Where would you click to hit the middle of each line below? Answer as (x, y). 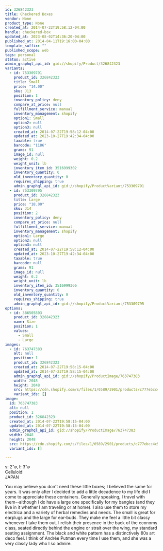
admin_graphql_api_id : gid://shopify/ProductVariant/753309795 (79, 304)
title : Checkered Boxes (29, 14)
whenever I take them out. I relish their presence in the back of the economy (81, 523)
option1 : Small (29, 118)
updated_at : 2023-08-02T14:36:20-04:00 (45, 37)
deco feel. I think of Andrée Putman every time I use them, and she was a (78, 538)
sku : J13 (23, 91)
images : (13, 344)
